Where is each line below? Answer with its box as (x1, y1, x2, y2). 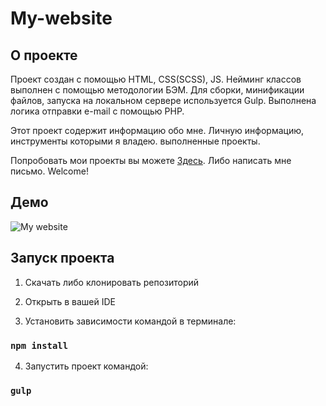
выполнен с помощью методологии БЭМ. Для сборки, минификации (10, 84, 305, 96)
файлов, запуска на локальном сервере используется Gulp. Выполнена (10, 95, 317, 106)
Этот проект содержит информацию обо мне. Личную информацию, (10, 125, 305, 136)
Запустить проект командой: (24, 360, 149, 372)
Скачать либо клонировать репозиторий (24, 276, 200, 288)
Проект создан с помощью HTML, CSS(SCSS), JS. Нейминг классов (10, 73, 302, 85)
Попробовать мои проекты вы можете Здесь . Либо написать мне (10, 155, 292, 166)
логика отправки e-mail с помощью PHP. (10, 105, 185, 117)
